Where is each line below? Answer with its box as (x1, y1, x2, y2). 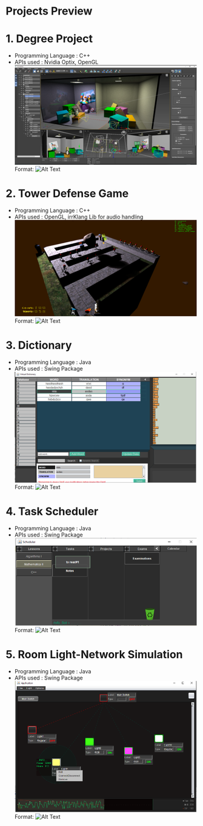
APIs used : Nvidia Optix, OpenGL (14, 59, 99, 66)
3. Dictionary (5, 338, 72, 352)
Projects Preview (5, 4, 93, 18)
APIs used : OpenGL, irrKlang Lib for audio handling (14, 213, 144, 220)
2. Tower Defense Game (5, 187, 129, 200)
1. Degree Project (5, 32, 93, 46)
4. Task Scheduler (5, 504, 99, 518)
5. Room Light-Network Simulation (5, 648, 183, 661)
